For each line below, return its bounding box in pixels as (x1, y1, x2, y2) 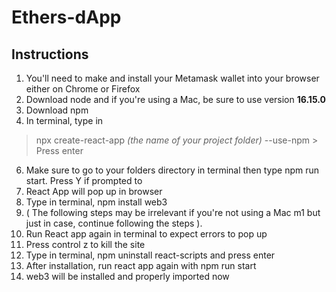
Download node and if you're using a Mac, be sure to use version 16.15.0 (25, 94, 326, 105)
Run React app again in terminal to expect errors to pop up (25, 228, 268, 240)
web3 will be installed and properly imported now (25, 271, 230, 282)
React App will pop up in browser (25, 186, 163, 197)
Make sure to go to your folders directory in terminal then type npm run (25, 164, 320, 176)
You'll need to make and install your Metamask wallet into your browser (25, 72, 320, 84)
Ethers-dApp (11, 6, 122, 29)
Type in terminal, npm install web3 (25, 196, 168, 208)
